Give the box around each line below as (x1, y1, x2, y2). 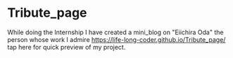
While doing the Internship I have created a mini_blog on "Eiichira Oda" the (7, 28, 224, 36)
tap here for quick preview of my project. (7, 43, 126, 51)
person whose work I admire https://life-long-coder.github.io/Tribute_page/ (7, 35, 226, 43)
